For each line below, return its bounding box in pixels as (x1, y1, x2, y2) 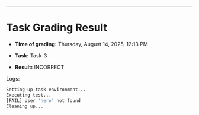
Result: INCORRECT (14, 63, 65, 71)
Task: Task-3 (14, 52, 47, 59)
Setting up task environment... (6, 87, 86, 92)
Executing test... (6, 92, 52, 98)
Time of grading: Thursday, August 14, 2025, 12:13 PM (14, 40, 148, 47)
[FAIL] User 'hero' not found (6, 97, 81, 104)
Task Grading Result (6, 21, 108, 34)
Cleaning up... (6, 103, 44, 109)
